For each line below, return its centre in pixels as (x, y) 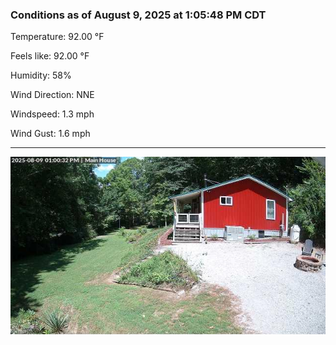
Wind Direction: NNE (52, 95)
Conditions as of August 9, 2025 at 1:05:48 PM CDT (138, 15)
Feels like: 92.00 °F (50, 56)
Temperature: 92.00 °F (57, 37)
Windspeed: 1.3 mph (52, 114)
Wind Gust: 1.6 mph (50, 134)
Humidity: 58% (41, 75)
